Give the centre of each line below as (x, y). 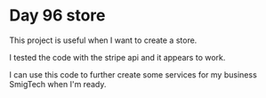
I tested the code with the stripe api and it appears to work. (117, 57)
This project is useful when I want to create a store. (103, 40)
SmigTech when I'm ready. (58, 84)
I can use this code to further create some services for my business (133, 74)
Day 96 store (57, 16)
